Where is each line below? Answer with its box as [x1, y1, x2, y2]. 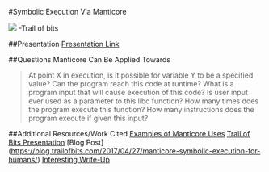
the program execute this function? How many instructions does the [27, 105, 254, 114]
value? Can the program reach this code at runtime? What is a [27, 79, 234, 88]
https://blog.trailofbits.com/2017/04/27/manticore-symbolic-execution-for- [11, 146, 261, 156]
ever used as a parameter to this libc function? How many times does [27, 96, 259, 106]
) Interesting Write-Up [37, 155, 111, 164]
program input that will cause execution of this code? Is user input [27, 88, 249, 97]
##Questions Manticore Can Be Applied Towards [8, 55, 171, 64]
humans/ [8, 155, 38, 164]
